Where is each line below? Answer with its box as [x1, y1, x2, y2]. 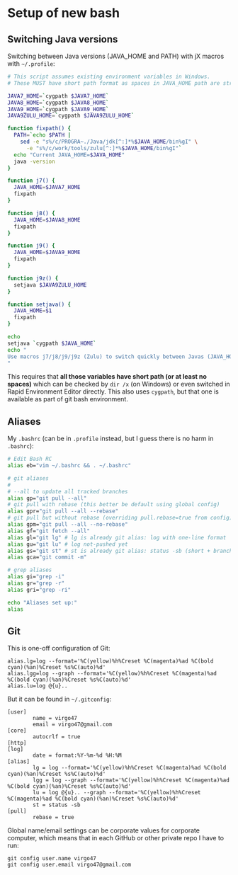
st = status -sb [33, 801, 81, 808]
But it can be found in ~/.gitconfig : [7, 695, 112, 704]
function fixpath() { [7, 125, 72, 132]
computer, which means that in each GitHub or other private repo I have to [7, 834, 225, 842]
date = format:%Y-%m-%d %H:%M [33, 752, 122, 759]
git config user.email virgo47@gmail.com [7, 862, 132, 869]
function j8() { [7, 210, 55, 217]
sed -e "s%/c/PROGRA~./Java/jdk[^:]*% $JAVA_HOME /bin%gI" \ [20, 138, 198, 145]
